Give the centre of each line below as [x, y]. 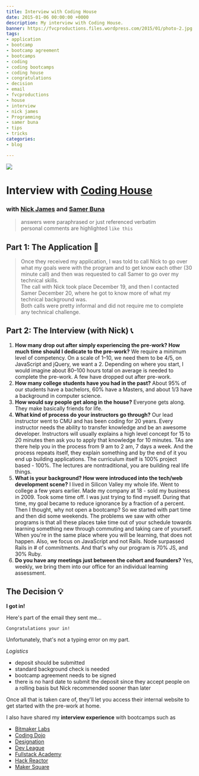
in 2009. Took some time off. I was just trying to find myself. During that [102, 497]
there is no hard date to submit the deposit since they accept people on [102, 681]
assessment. [30, 573]
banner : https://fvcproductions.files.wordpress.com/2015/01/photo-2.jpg [99, 28]
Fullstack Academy [38, 754]
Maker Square [32, 766]
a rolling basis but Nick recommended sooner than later [83, 688]
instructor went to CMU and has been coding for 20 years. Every [94, 421]
